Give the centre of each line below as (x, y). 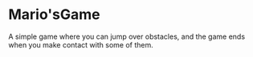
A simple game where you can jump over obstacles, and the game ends (127, 36)
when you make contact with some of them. (81, 44)
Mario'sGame (54, 15)
